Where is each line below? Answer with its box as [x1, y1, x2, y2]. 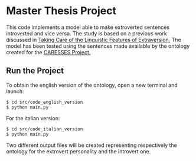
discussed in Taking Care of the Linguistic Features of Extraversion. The [6, 36, 181, 43]
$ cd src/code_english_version [6, 99, 83, 105]
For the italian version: [6, 114, 60, 121]
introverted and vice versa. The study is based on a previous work [6, 29, 167, 37]
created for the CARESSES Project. [6, 48, 91, 55]
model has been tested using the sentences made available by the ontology [6, 42, 190, 50]
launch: [6, 87, 25, 95]
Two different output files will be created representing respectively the [6, 142, 177, 149]
